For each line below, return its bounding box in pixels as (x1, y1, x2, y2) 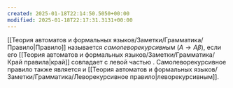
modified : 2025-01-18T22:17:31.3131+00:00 (7, 17, 133, 24)
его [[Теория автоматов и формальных (7, 50, 124, 59)
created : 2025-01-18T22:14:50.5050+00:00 (7, 10, 130, 17)
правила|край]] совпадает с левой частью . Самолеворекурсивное (24, 58, 227, 66)
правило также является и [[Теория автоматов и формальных (7, 65, 192, 73)
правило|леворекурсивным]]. (129, 72, 219, 80)
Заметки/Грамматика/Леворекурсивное (7, 72, 129, 80)
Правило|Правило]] (7, 43, 66, 51)
